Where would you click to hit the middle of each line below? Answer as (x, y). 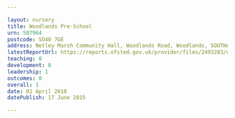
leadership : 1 (28, 72)
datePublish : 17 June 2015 (47, 98)
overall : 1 (23, 84)
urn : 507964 (24, 33)
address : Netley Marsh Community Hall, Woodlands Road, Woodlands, (108, 46)
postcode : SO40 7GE (36, 39)
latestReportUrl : (33, 52)
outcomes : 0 (24, 78)
